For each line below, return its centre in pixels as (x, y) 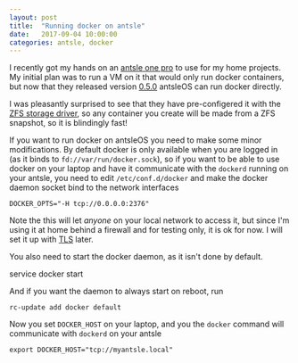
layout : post (33, 17)
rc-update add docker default (66, 308)
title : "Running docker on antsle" (77, 26)
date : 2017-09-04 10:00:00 (63, 34)
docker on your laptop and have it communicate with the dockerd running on (149, 169)
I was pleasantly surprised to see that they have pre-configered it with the (145, 104)
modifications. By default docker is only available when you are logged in (144, 150)
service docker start (46, 274)
